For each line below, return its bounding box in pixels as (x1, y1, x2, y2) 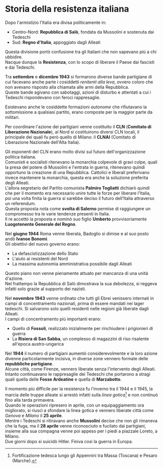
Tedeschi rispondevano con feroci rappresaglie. (5, 94, 101, 100)
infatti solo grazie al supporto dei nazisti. (5, 286, 86, 292)
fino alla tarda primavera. (5, 397, 55, 403)
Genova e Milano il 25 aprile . (5, 412, 63, 418)
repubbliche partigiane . (5, 361, 53, 367)
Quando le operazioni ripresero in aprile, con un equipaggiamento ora (5, 402, 145, 408)
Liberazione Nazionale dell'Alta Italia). (5, 139, 81, 145)
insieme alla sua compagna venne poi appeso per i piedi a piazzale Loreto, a (5, 428, 158, 434)
